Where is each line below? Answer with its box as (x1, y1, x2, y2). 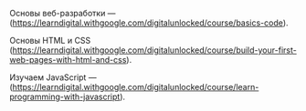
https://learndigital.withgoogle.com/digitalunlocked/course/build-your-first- (12, 45, 297, 55)
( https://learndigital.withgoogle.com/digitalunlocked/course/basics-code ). (9, 17, 290, 28)
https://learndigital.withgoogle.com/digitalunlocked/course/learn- (12, 82, 259, 92)
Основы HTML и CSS (9, 35, 91, 45)
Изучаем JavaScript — (9, 72, 98, 83)
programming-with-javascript (9, 91, 121, 102)
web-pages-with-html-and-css (9, 55, 127, 65)
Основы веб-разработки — (9, 8, 116, 18)
